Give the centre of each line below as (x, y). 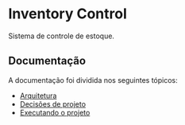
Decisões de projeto (52, 104)
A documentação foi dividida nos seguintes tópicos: (93, 80)
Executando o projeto (55, 112)
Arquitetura (38, 96)
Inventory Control (67, 14)
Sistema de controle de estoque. (62, 36)
